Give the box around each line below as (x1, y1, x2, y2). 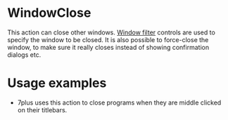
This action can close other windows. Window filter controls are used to (7, 28, 216, 36)
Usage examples (7, 75, 107, 91)
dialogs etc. (7, 51, 42, 59)
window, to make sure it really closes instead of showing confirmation (7, 43, 210, 51)
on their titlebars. (17, 105, 68, 114)
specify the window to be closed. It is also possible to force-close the (7, 35, 209, 44)
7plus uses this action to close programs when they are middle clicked (17, 98, 222, 107)
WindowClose (7, 5, 91, 21)
